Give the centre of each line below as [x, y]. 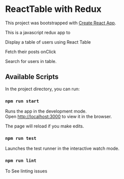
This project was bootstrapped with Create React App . [61, 23]
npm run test [21, 138]
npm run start [22, 101]
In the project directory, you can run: [42, 89]
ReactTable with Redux [53, 9]
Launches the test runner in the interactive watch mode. [62, 149]
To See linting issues [26, 171]
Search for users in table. [31, 61]
